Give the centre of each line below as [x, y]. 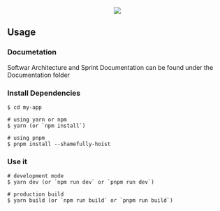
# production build [36, 195]
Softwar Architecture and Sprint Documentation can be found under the [110, 67]
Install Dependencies [44, 93]
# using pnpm [26, 138]
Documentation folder [39, 75]
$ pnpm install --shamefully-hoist [59, 144]
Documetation [32, 52]
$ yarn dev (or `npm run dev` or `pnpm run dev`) [81, 182]
